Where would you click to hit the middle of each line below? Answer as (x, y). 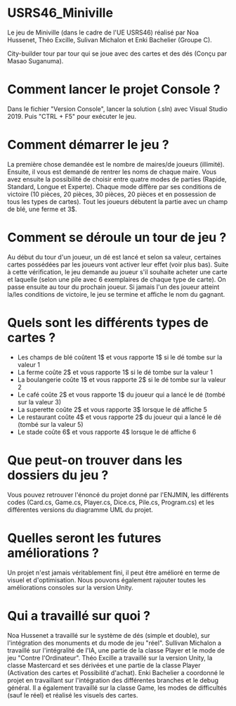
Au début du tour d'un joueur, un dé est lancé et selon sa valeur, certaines (114, 257)
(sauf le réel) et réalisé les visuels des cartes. (73, 695)
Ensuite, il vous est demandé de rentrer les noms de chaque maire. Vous (112, 172)
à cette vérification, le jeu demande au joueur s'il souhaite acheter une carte (117, 271)
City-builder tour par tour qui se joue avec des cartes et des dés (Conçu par (117, 53)
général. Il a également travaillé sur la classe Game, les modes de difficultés (117, 688)
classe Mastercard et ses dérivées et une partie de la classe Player (104, 665)
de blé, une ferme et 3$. (42, 209)
